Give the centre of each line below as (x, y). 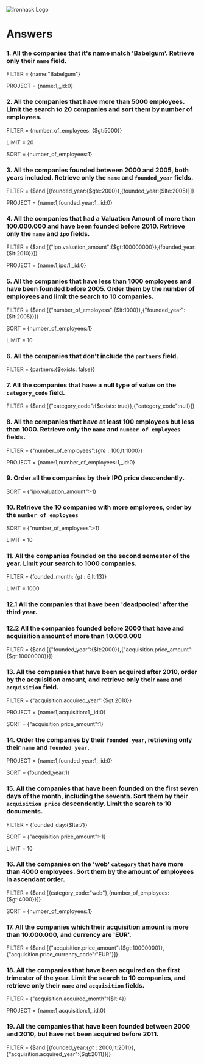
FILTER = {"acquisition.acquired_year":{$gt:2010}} (69, 700)
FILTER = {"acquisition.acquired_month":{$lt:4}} (66, 999)
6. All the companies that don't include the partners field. (92, 356)
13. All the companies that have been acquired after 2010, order (102, 672)
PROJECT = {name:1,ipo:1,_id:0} (46, 265)
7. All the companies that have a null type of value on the (91, 385)
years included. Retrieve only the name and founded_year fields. (100, 177)
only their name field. (37, 61)
